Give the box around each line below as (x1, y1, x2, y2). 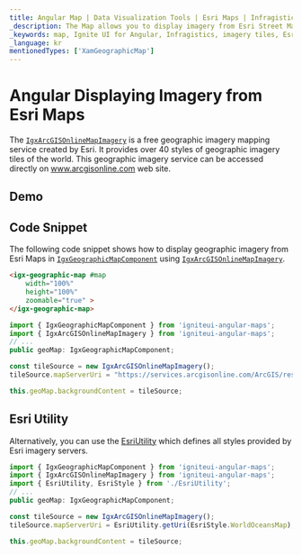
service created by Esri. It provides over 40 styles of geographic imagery (9, 144, 280, 155)
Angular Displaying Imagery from (9, 86, 262, 106)
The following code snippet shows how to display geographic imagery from (9, 244, 289, 255)
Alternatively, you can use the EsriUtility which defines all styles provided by (9, 435, 292, 446)
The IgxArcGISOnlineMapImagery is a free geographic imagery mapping (9, 134, 271, 145)
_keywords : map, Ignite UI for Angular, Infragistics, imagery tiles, (9, 30, 280, 39)
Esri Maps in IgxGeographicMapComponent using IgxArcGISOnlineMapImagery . (9, 253, 286, 264)
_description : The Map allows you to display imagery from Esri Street (9, 22, 283, 31)
